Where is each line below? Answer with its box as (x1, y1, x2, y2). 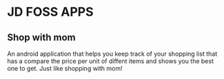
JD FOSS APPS (7, 4, 94, 20)
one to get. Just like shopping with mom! (7, 65, 123, 72)
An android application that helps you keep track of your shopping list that (7, 49, 218, 58)
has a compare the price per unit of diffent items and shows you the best (7, 57, 214, 65)
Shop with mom (7, 32, 76, 43)
